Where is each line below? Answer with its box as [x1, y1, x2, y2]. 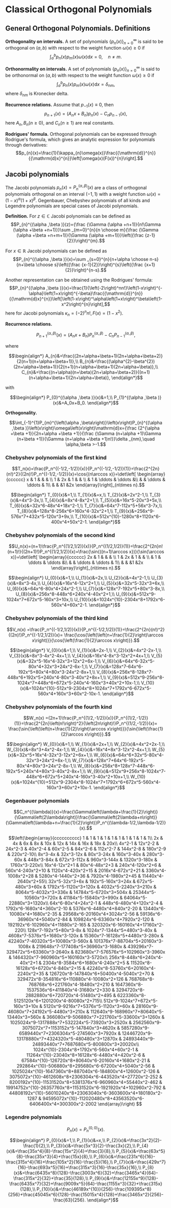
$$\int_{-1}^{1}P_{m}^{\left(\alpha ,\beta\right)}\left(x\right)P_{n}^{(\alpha [9, 419, 162, 425]
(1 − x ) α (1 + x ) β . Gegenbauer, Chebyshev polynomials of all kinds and [5, 197, 150, 203]
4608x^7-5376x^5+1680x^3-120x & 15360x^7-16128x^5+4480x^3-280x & [8, 933, 164, 939]
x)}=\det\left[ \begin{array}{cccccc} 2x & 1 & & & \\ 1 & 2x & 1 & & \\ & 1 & [10, 554, 161, 560]
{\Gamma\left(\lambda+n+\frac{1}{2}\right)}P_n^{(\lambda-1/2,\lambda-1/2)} [5, 820, 166, 826]
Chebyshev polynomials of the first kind [5, 454, 107, 461]
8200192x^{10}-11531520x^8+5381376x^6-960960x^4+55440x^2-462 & [9, 1079, 162, 1085]
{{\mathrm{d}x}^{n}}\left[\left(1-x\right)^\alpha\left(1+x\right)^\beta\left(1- [9, 295, 163, 302]
